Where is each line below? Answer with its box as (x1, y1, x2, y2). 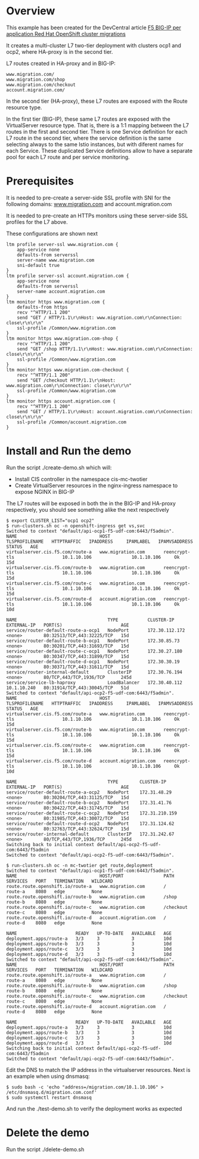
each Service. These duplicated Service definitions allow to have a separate (6, 147, 192, 154)
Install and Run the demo (6, 444, 132, 458)
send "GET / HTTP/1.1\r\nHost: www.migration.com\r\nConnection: (17, 315, 183, 321)
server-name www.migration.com (17, 257, 95, 263)
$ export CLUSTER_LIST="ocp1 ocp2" (6, 518, 95, 524)
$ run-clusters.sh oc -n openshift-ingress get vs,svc (6, 522, 145, 529)
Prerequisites (6, 174, 74, 188)
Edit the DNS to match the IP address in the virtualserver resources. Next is (6, 1066, 191, 1073)
